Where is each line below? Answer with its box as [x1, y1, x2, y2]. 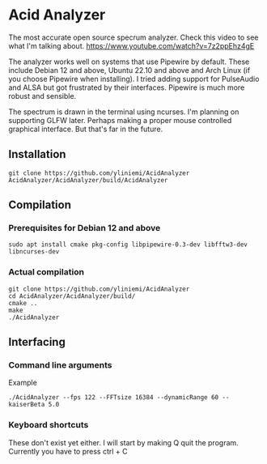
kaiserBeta [8, 401, 45, 409]
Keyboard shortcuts [8, 419, 89, 431]
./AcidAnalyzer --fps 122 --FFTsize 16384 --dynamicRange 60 [8, 394, 219, 402]
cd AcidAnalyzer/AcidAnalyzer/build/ [8, 292, 136, 300]
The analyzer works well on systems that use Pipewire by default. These [8, 57, 250, 66]
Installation [8, 147, 66, 161]
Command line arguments [8, 360, 112, 371]
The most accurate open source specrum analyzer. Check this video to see [8, 32, 259, 42]
